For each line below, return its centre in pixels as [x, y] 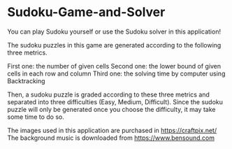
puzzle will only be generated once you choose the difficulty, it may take [111, 109]
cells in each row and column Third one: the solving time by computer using [116, 73]
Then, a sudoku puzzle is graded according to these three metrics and [108, 94]
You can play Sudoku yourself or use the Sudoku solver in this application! [114, 31]
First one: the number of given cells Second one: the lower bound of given [114, 66]
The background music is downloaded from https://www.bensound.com [111, 138]
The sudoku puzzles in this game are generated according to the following [114, 45]
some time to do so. [36, 117]
